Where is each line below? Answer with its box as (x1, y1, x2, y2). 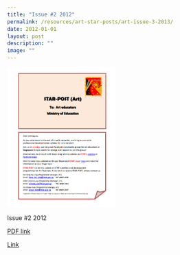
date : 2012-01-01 (7, 25, 57, 32)
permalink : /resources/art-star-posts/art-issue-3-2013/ (7, 18, 174, 25)
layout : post (7, 33, 45, 40)
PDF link (7, 227, 31, 236)
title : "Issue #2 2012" (7, 11, 76, 18)
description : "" (7, 40, 54, 47)
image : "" (7, 47, 36, 54)
